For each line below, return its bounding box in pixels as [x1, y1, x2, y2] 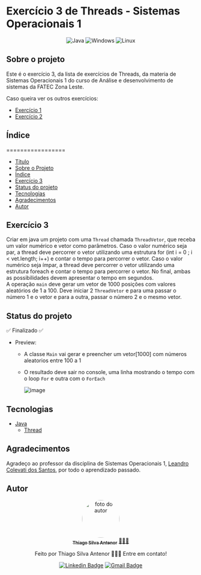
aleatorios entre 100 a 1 [23, 357, 82, 364]
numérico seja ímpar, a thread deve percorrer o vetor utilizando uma [6, 262, 175, 269]
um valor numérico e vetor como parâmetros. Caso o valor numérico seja [6, 242, 187, 250]
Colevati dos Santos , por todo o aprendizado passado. [6, 466, 141, 473]
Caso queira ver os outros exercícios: [6, 94, 98, 102]
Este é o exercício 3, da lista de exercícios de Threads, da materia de [6, 70, 176, 78]
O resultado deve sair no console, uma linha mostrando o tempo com [23, 369, 195, 376]
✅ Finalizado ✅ [6, 327, 44, 334]
